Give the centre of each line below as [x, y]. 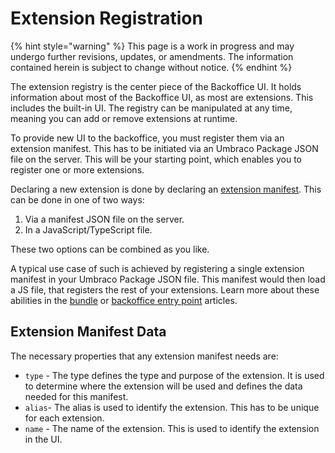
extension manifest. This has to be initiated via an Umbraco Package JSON [164, 148]
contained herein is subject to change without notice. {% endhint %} [151, 67]
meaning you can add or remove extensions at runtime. [124, 118]
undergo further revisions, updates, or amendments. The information [152, 56]
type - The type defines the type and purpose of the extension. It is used [174, 375]
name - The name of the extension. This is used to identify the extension [172, 428]
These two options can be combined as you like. [110, 249]
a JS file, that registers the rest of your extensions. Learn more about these [165, 289]
